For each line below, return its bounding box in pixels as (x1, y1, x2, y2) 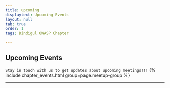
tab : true (5, 21, 26, 27)
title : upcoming (5, 7, 39, 13)
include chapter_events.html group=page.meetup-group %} (5, 72, 130, 78)
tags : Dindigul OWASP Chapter (5, 31, 69, 36)
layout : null (5, 17, 33, 22)
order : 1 (5, 26, 24, 31)
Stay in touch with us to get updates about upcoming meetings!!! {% (5, 67, 156, 73)
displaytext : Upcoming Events (5, 12, 69, 17)
